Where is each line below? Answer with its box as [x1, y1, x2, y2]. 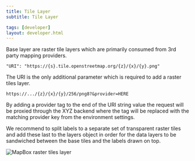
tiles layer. [6, 80, 31, 87]
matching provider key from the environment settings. [6, 114, 135, 121]
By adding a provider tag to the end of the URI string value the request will [6, 101, 184, 108]
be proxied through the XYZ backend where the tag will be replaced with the [6, 107, 189, 114]
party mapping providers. [6, 52, 67, 59]
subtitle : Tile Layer [6, 14, 59, 20]
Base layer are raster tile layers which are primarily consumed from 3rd [6, 46, 176, 53]
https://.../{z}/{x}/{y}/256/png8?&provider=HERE [6, 91, 129, 97]
